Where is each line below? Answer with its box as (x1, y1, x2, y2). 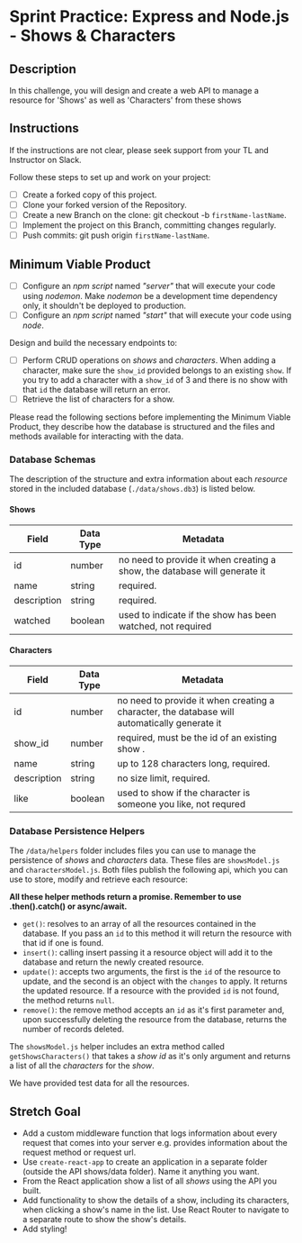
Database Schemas (9, 453, 96, 466)
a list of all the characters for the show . (9, 1060, 155, 1071)
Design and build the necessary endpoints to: (9, 338, 178, 349)
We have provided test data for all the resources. (9, 1078, 191, 1089)
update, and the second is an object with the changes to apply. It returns (22, 975, 288, 987)
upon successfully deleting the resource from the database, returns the (22, 1014, 288, 1025)
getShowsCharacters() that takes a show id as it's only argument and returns (9, 1051, 291, 1062)
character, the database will (116, 705, 235, 718)
